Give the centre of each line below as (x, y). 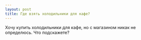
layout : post (18, 9)
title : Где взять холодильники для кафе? (48, 14)
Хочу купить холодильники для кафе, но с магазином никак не (70, 27)
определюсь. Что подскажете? (37, 32)
